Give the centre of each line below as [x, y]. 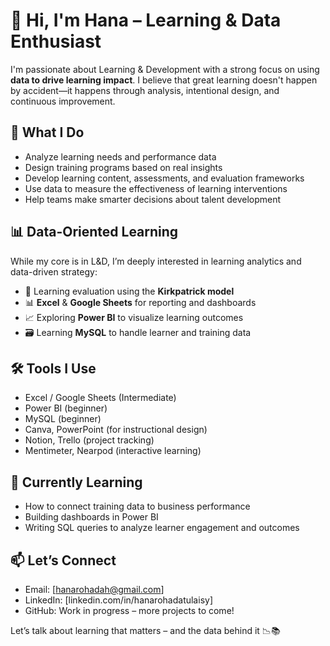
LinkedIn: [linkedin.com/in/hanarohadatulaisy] [118, 600]
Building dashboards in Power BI [91, 517]
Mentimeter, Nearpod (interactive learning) [113, 451]
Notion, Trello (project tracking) [89, 440]
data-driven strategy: [54, 271]
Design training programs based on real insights [123, 167]
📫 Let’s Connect [63, 560]
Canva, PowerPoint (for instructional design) [116, 430]
